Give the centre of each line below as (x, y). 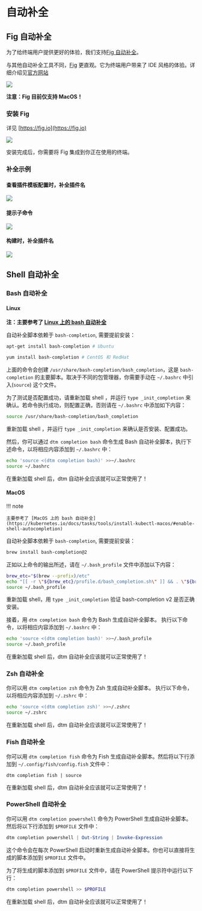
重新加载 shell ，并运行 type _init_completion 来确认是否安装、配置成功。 (99, 428)
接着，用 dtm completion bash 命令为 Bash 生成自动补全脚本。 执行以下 (94, 620)
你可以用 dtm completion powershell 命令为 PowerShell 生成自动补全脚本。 (99, 819)
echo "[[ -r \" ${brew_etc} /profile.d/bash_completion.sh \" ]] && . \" (96, 582)
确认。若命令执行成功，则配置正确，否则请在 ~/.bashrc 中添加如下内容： (96, 405)
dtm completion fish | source (44, 775)
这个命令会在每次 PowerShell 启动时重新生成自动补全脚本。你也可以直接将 (98, 850)
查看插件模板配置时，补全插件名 (46, 185)
